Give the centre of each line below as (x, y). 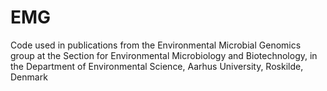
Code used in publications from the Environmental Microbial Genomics (156, 45)
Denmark (29, 77)
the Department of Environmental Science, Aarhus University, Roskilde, (157, 66)
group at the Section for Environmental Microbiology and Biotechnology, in (164, 55)
